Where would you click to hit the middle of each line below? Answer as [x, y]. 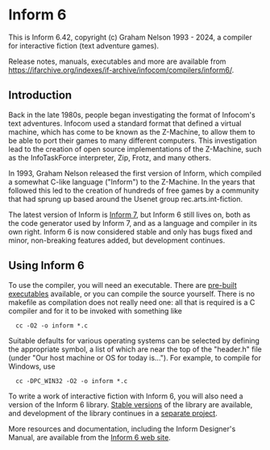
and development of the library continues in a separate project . [113, 413]
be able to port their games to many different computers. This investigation [133, 140]
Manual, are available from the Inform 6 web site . [89, 437]
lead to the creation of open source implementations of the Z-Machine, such [135, 149]
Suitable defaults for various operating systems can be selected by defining [134, 340]
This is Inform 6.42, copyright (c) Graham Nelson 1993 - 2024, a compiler [130, 37]
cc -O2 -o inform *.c [52, 325]
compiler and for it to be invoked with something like [96, 310]
